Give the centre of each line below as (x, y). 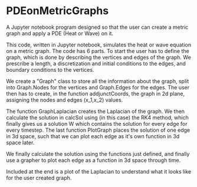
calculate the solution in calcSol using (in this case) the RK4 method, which (97, 117)
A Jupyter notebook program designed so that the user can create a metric (97, 27)
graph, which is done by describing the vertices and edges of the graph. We (99, 57)
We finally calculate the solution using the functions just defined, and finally (98, 153)
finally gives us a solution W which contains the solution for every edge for (97, 123)
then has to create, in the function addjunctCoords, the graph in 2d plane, (96, 93)
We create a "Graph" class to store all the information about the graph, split (98, 81)
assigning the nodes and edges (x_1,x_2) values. (65, 100)
